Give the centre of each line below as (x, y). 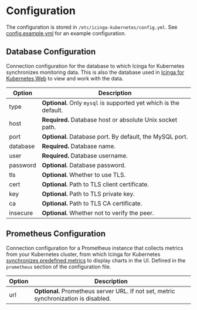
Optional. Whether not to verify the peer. (98, 213)
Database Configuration (51, 52)
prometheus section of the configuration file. (59, 267)
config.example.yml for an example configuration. (66, 33)
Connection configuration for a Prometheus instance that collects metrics (95, 248)
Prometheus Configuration (56, 234)
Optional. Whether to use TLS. (84, 174)
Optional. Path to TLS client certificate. (96, 184)
